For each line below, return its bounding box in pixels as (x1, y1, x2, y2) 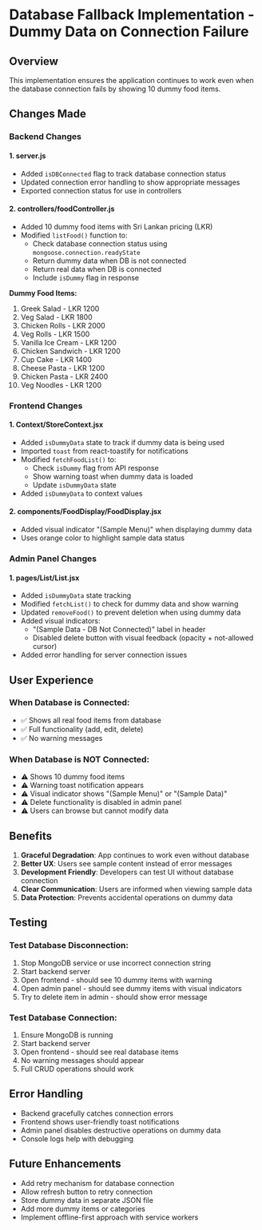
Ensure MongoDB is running (20, 1029, 113, 1040)
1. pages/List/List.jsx (9, 573, 80, 583)
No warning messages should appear (20, 1055, 145, 1065)
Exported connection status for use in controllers (20, 185, 182, 195)
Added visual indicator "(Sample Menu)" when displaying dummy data (20, 525, 252, 535)
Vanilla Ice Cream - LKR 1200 (20, 337, 117, 347)
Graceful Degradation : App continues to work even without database (20, 850, 250, 860)
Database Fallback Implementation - (9, 6, 255, 24)
